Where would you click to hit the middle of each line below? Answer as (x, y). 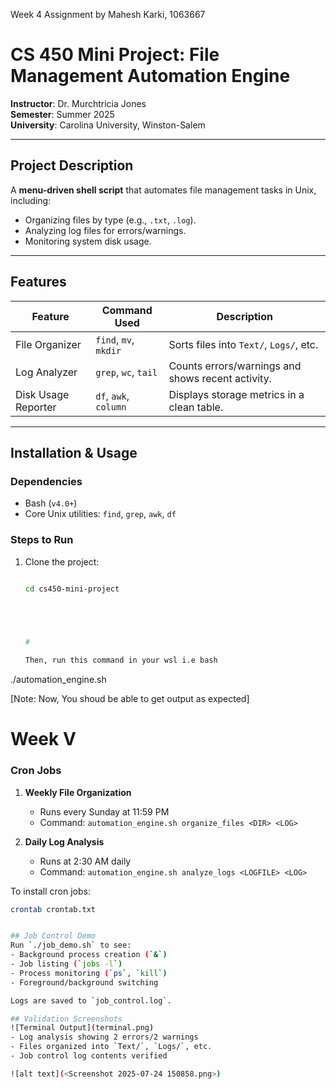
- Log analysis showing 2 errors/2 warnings (104, 1037)
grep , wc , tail (126, 372)
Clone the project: (62, 561)
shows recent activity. (220, 378)
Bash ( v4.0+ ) (51, 503)
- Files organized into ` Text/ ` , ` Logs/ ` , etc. (111, 1047)
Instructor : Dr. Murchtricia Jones (78, 103)
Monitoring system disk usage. (88, 241)
